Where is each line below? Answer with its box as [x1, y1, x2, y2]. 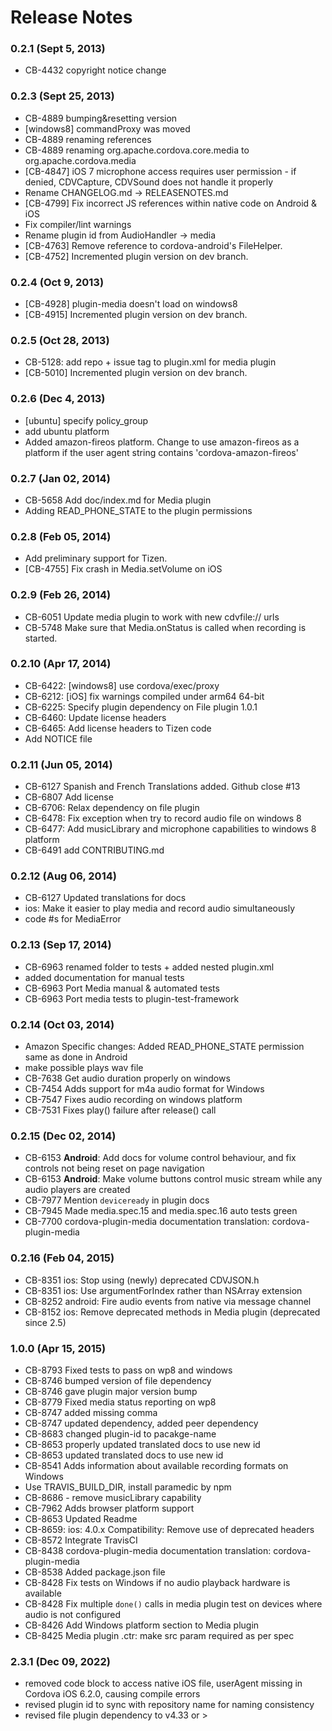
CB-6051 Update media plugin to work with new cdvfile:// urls [24, 611, 280, 623]
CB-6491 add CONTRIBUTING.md [24, 844, 165, 856]
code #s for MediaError [24, 913, 122, 925]
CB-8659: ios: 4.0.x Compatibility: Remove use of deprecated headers [24, 1523, 315, 1535]
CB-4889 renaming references [24, 133, 152, 145]
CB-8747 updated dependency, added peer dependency [24, 1417, 259, 1429]
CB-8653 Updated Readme [24, 1512, 138, 1525]
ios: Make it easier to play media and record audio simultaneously [24, 902, 295, 915]
